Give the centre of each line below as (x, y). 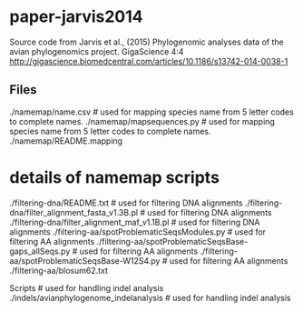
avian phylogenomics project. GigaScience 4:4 (97, 51)
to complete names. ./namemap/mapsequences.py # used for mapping (142, 121)
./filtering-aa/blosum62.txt (59, 270)
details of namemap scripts (115, 177)
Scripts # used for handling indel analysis (87, 287)
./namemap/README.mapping (66, 141)
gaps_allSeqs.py (40, 251)
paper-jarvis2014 (76, 17)
